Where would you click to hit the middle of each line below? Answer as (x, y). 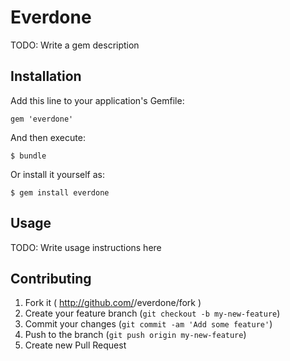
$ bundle (28, 156)
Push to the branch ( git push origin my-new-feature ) (135, 335)
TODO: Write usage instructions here (86, 247)
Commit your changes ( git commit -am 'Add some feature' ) (148, 324)
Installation (46, 76)
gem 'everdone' (42, 119)
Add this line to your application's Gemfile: (97, 100)
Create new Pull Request (75, 345)
